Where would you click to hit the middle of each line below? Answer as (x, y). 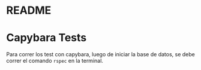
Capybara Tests (46, 38)
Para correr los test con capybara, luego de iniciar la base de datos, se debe (100, 54)
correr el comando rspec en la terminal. (55, 61)
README (29, 10)
